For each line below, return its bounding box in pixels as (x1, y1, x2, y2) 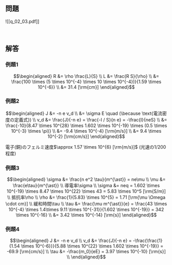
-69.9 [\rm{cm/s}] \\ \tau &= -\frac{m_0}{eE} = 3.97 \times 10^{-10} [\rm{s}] (7, 249, 166, 255)
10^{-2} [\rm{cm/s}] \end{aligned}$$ (47, 133, 125, 139)
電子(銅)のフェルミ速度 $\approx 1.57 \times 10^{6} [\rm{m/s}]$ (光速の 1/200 (5, 144, 166, 150)
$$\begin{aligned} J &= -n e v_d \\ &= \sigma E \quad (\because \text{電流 (6, 110, 163, 116)
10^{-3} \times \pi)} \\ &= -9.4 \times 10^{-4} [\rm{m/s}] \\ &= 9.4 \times (11, 128, 162, 134)
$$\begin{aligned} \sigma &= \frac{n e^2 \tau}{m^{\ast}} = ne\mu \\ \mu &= (7, 176, 166, 182)
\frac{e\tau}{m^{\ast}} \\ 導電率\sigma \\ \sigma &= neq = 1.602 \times (12, 182, 160, 189)
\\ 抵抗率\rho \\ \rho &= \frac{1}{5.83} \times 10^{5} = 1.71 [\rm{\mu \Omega (7, 194, 166, 200)
